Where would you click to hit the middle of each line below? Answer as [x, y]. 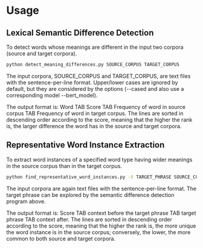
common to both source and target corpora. [61, 238]
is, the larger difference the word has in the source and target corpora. [94, 126]
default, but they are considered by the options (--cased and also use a [95, 88]
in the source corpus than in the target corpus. [64, 166]
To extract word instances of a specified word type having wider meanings [99, 160]
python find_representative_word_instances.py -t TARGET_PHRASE [89, 177]
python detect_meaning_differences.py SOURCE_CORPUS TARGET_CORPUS [93, 64]
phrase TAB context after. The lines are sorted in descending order [89, 219]
